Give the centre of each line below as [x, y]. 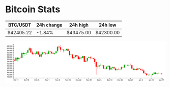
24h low [107, 25]
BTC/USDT [20, 25]
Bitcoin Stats [33, 9]
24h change [49, 25]
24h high [79, 25]
